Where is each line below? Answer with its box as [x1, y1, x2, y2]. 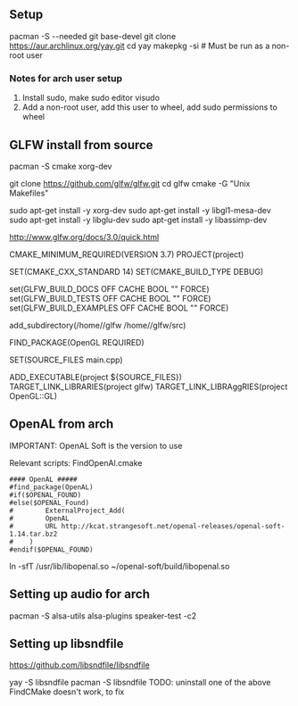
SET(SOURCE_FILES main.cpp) [9, 354, 123, 365]
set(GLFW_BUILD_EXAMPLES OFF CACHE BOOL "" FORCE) [9, 303, 229, 313]
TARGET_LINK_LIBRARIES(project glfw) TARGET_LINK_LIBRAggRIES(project [9, 381, 288, 392]
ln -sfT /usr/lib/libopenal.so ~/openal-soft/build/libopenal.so [9, 561, 230, 571]
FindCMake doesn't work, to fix [9, 686, 125, 697]
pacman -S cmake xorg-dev [9, 161, 112, 171]
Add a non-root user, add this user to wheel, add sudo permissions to [21, 102, 278, 112]
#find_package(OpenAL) [9, 482, 94, 492]
